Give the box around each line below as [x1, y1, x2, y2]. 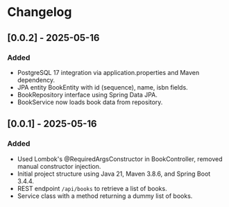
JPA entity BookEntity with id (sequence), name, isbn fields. [17, 83, 189, 91]
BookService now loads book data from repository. [17, 98, 163, 106]
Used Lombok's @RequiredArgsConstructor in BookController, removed [17, 154, 223, 163]
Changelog [7, 4, 72, 20]
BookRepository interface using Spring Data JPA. [17, 90, 158, 99]
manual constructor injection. [17, 162, 101, 170]
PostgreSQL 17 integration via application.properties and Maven [17, 68, 200, 76]
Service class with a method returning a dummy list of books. [17, 192, 193, 200]
